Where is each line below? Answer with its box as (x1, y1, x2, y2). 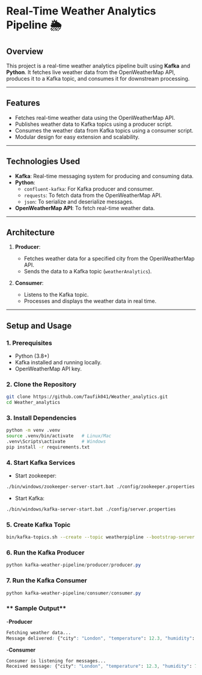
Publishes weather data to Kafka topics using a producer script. (14, 120, 173, 128)
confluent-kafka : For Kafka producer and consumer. (23, 185, 155, 192)
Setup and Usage (6, 320, 72, 331)
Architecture (6, 228, 55, 238)
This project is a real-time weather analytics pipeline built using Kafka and (6, 62, 191, 69)
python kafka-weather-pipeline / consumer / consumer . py (6, 590, 141, 596)
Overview (6, 46, 44, 57)
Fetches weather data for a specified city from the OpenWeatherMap (23, 255, 195, 263)
